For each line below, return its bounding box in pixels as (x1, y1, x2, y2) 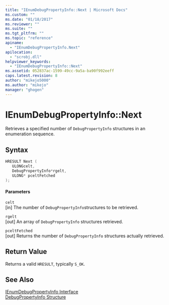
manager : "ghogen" (5, 87, 44, 92)
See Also (5, 276, 34, 284)
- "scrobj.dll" (10, 54, 42, 60)
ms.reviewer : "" (5, 21, 39, 27)
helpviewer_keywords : (5, 59, 51, 64)
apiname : (5, 40, 24, 45)
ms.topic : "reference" (5, 36, 53, 41)
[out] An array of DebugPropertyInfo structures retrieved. (5, 218, 123, 225)
